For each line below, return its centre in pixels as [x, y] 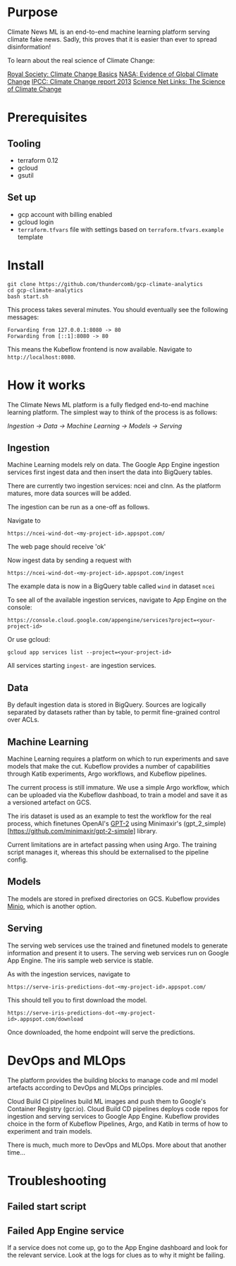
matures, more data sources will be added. [69, 493]
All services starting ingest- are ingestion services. [82, 666]
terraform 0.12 [38, 160]
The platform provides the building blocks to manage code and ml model [113, 1080]
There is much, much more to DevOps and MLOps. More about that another [117, 1145]
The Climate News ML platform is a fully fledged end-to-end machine [108, 404]
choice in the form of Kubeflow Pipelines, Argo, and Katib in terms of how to [118, 1124]
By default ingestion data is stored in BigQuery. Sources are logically [107, 705]
